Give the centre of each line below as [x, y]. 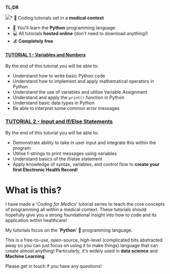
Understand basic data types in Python [54, 103]
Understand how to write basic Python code [59, 76]
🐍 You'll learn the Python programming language [64, 28]
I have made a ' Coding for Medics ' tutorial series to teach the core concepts [85, 204]
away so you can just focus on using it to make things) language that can [82, 245]
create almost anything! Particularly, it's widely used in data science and [81, 251]
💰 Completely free [33, 41]
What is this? [34, 190]
